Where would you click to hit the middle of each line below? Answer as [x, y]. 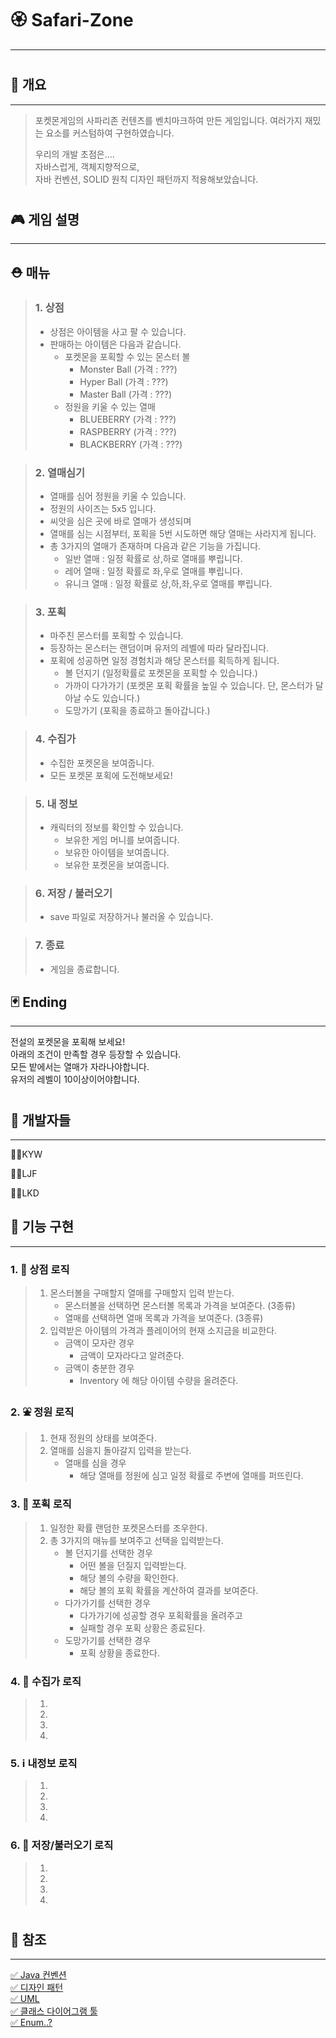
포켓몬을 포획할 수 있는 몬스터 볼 [127, 356]
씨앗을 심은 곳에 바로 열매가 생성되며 [120, 521]
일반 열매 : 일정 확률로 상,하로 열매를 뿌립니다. [153, 559]
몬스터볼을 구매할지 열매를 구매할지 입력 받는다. [142, 1293]
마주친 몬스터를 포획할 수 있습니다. [116, 636]
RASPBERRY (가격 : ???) [128, 431]
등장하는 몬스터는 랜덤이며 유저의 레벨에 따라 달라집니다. [159, 648]
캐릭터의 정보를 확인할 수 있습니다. [116, 828]
